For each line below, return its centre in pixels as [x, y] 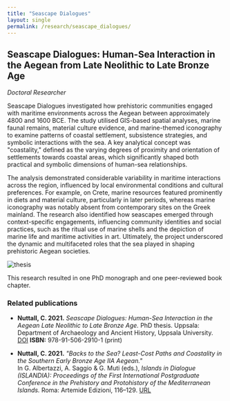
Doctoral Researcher [37, 92]
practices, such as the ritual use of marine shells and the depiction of [106, 229]
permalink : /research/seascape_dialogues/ [69, 26]
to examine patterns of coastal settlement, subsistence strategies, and [107, 135]
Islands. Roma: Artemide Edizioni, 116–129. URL [84, 390]
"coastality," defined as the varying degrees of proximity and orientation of [113, 150]
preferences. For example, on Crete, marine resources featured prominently [115, 193]
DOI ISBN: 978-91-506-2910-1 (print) [70, 340]
